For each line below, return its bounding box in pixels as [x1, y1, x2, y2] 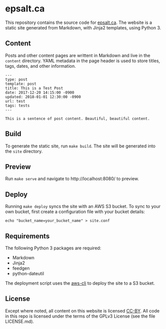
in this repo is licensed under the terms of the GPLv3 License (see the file [5, 313, 156, 319]
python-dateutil [12, 271, 44, 276]
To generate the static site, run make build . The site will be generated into [5, 143, 156, 149]
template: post [5, 81, 37, 86]
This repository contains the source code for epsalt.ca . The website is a [5, 19, 153, 25]
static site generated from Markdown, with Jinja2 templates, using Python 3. [5, 24, 162, 30]
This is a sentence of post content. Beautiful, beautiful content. [5, 116, 150, 121]
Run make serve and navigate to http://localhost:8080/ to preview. [5, 176, 139, 182]
